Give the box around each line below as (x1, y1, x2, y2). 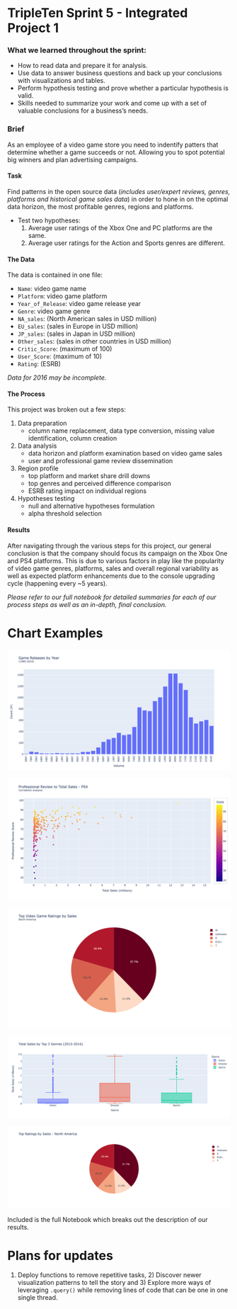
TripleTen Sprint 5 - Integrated (7, 5, 188, 21)
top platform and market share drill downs (28, 472, 151, 480)
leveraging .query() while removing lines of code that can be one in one (17, 1286, 229, 1294)
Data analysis (17, 441, 57, 450)
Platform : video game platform (17, 292, 108, 300)
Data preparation (17, 419, 67, 428)
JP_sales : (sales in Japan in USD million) (17, 329, 136, 338)
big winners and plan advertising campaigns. (7, 155, 139, 164)
